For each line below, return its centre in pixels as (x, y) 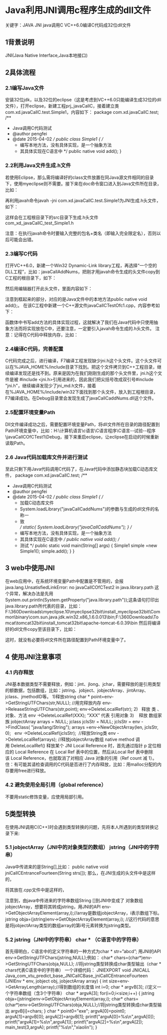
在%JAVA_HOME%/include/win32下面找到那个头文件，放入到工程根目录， (82, 392)
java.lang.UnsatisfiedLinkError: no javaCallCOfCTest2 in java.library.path (79, 587)
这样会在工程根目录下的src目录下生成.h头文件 (52, 217)
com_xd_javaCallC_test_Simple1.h (39, 223)
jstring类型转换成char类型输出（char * (122, 964)
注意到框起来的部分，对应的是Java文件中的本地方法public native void (76, 299)
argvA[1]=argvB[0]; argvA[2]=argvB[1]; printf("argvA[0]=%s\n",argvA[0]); (80, 1017)
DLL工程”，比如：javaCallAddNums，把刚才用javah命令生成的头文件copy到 (83, 272)
